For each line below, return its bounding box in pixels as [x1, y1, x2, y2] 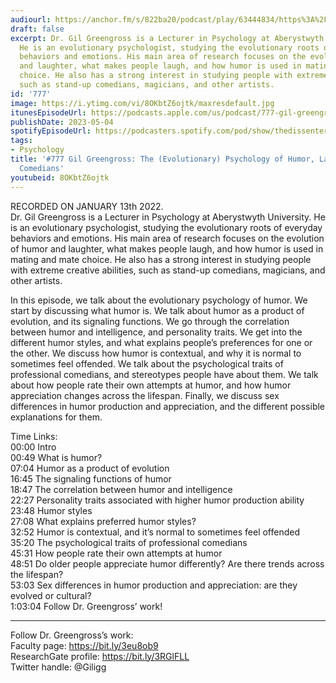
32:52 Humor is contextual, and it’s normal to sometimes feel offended [10, 526, 301, 538]
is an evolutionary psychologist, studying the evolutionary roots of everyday [10, 221, 323, 233]
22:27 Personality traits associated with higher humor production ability [10, 494, 305, 506]
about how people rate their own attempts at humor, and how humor [10, 379, 292, 391]
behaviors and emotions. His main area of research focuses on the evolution [10, 232, 325, 244]
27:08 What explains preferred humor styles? [10, 515, 197, 527]
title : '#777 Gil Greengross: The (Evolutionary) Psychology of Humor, [10, 154, 315, 164]
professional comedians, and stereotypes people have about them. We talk [10, 368, 319, 380]
